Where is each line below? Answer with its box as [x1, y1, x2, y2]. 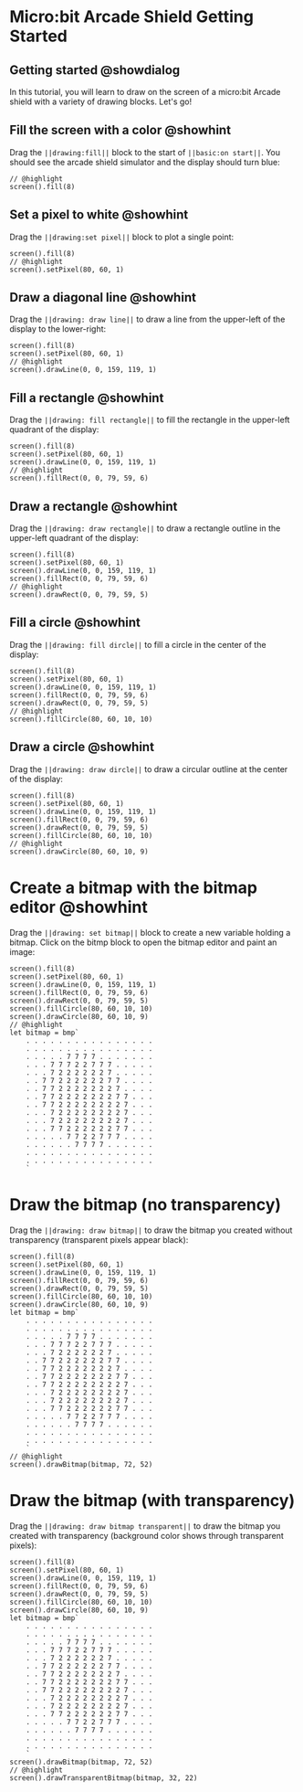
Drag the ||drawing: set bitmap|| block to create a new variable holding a [9, 927, 291, 938]
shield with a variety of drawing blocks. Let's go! [9, 96, 193, 107]
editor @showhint [9, 896, 148, 917]
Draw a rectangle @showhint [9, 498, 178, 514]
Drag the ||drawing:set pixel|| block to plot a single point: [9, 231, 235, 242]
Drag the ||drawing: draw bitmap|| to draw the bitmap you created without [9, 1225, 293, 1235]
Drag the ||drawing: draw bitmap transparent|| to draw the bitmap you [9, 1520, 281, 1532]
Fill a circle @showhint [9, 615, 141, 631]
